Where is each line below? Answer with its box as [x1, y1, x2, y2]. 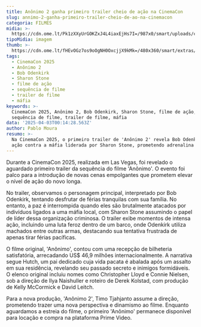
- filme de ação [11, 81, 52, 87]
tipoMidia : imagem [6, 36, 52, 42]
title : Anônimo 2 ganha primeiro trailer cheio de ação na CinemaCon [6, 8, 184, 15]
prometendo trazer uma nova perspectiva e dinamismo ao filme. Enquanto [6, 301, 189, 308]
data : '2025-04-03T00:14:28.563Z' [6, 120, 93, 126]
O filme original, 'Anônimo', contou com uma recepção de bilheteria [6, 245, 172, 252]
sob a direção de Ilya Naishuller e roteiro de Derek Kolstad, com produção [6, 277, 188, 284]
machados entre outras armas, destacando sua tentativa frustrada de [6, 227, 178, 234]
